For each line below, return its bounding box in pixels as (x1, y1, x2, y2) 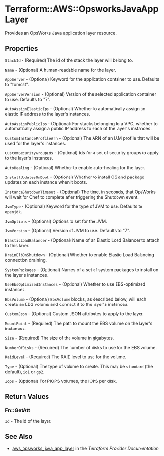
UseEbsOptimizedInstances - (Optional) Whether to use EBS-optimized (5, 281, 146, 287)
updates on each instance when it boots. (5, 179, 87, 185)
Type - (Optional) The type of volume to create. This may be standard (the (5, 363, 153, 369)
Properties (5, 44, 38, 52)
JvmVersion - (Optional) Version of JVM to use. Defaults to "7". (5, 228, 131, 233)
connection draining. (5, 257, 47, 263)
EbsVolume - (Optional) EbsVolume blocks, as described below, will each (5, 296, 147, 302)
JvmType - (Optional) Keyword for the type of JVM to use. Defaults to (5, 203, 143, 209)
